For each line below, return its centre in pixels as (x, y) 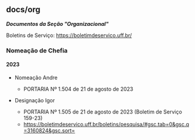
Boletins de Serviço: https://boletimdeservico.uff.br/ (69, 35)
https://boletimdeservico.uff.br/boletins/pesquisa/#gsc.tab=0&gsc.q (106, 124)
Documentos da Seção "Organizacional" (57, 24)
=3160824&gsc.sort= (49, 130)
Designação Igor (34, 100)
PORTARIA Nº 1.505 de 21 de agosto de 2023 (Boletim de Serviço (103, 112)
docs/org (23, 10)
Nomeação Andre (36, 77)
